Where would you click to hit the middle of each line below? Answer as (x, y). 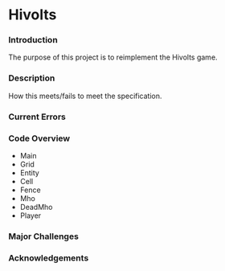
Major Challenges (43, 236)
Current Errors (37, 117)
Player (31, 216)
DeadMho (36, 207)
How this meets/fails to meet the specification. (85, 96)
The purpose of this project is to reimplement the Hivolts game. (113, 57)
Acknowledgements (49, 257)
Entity (30, 173)
